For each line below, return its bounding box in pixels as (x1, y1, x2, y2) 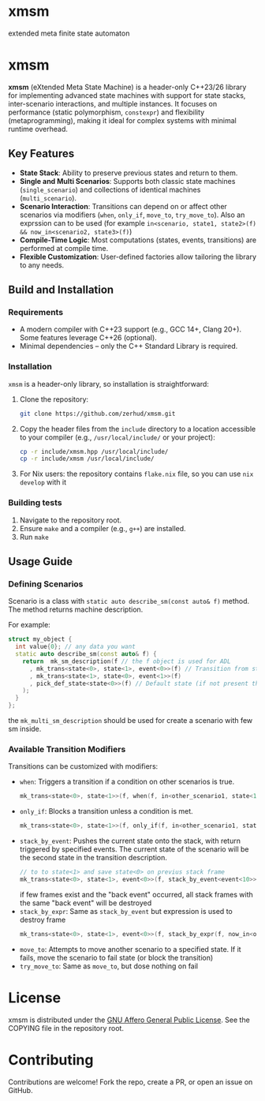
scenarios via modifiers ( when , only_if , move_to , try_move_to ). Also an (19, 210, 245, 219)
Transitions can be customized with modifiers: (8, 762, 159, 771)
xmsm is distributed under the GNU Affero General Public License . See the (8, 1015, 250, 1024)
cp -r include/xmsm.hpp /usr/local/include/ (19, 448, 169, 455)
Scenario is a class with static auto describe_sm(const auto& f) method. (8, 597, 250, 606)
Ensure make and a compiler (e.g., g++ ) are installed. (19, 523, 187, 533)
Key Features (8, 147, 75, 160)
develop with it (19, 477, 67, 487)
